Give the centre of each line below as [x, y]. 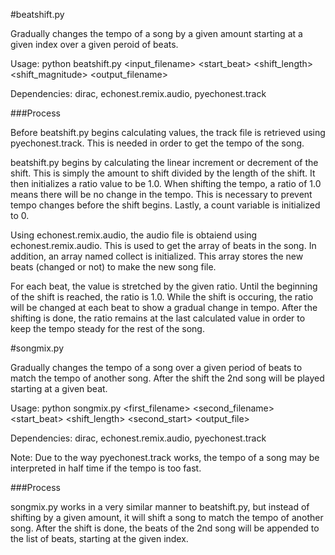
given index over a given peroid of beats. [94, 44]
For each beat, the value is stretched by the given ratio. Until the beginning [164, 286]
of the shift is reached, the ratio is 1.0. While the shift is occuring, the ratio [162, 297]
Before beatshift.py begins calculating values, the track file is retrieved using [168, 132]
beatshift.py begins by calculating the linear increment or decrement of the [164, 162]
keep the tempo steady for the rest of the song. [107, 328]
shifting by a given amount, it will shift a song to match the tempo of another [167, 517]
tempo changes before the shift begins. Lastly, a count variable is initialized [165, 205]
